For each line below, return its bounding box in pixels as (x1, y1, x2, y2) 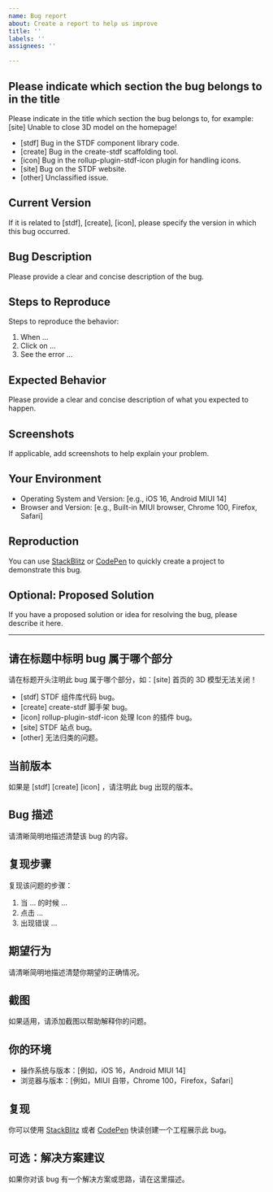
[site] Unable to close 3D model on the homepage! (8, 122, 177, 132)
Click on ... (19, 341, 57, 350)
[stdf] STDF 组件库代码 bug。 (19, 692, 119, 702)
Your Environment (8, 472, 102, 486)
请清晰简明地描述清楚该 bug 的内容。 (8, 831, 132, 841)
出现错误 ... (19, 918, 58, 928)
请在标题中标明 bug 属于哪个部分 (8, 651, 173, 665)
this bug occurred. (8, 226, 71, 236)
